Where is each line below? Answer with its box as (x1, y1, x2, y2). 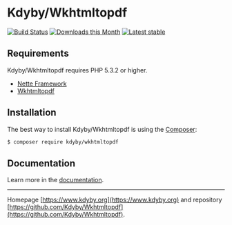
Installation (7, 107, 57, 119)
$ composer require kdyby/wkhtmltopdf (7, 138, 119, 146)
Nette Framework (17, 79, 67, 88)
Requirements (7, 48, 69, 59)
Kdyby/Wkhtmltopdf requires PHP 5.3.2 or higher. (7, 66, 148, 74)
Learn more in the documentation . (7, 176, 104, 184)
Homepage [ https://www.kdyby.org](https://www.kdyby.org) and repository (7, 195, 222, 204)
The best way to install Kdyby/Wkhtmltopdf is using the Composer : (7, 125, 197, 133)
